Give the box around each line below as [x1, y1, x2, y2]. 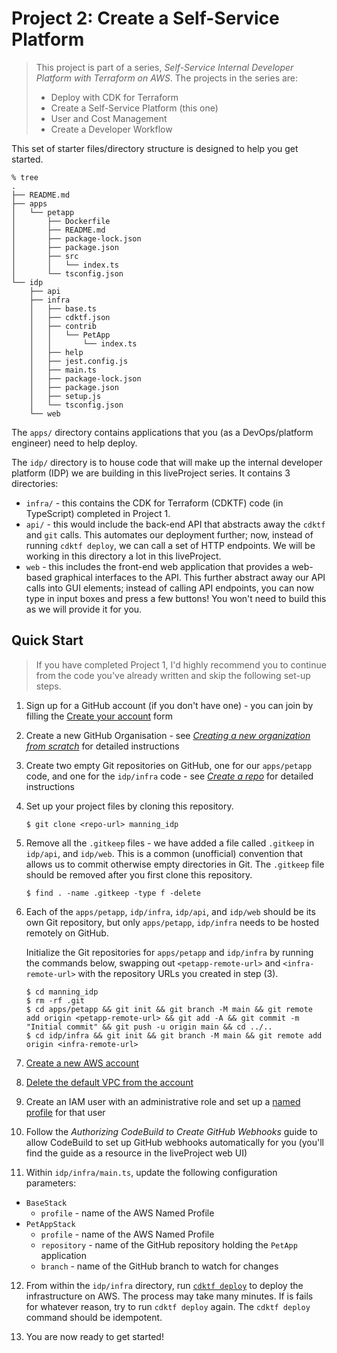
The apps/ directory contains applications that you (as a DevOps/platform [11, 426, 314, 438]
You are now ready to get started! [25, 1330, 164, 1342]
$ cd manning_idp [25, 987, 99, 997]
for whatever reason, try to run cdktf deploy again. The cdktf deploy [25, 1300, 311, 1312]
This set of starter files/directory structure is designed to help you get [11, 142, 299, 154]
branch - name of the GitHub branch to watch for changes [40, 1260, 279, 1272]
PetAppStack [25, 1219, 76, 1229]
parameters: [25, 1177, 77, 1189]
